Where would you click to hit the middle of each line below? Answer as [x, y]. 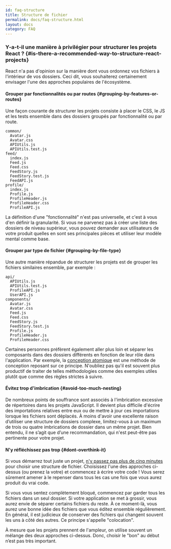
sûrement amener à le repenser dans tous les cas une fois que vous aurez [83, 478]
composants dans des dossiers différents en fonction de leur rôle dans [80, 354]
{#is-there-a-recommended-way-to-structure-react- [93, 53]
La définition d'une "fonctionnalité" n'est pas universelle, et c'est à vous [81, 217]
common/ [14, 131]
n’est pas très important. [31, 541]
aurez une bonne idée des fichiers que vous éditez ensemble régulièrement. [86, 509]
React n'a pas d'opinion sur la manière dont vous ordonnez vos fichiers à [83, 71]
